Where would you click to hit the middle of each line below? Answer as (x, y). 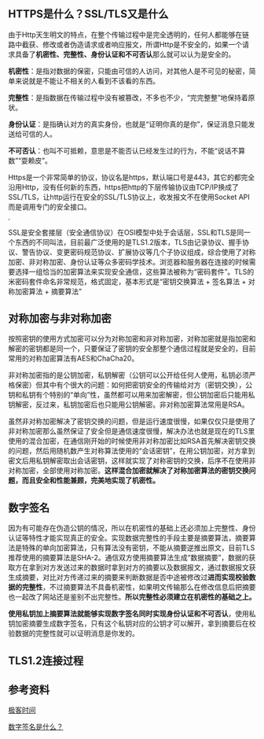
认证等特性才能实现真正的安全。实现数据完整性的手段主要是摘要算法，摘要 (128, 538)
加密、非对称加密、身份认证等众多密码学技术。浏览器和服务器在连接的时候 (128, 261)
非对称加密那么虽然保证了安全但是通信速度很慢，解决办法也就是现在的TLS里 (132, 431)
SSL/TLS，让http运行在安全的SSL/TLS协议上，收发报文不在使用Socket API (129, 197)
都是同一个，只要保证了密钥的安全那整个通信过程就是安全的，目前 (149, 349)
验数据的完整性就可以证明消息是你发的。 (73, 634)
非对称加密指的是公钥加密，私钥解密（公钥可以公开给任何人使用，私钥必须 (128, 375)
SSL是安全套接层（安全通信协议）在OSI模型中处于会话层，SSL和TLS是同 (126, 232)
